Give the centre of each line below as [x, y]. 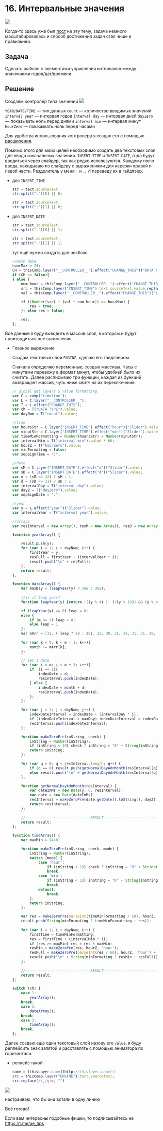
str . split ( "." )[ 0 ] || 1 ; [37, 230]
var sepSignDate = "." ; [36, 495]
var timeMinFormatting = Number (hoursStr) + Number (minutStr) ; [77, 436]
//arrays [21, 521]
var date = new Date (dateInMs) [61, 795]
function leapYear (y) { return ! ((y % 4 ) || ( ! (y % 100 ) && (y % [87, 602]
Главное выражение [33, 348]
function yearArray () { [36, 535]
